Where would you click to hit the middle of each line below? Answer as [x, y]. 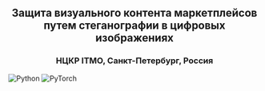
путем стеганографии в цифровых [135, 26]
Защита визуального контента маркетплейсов [135, 13]
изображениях [135, 38]
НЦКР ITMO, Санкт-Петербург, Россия [135, 61]
